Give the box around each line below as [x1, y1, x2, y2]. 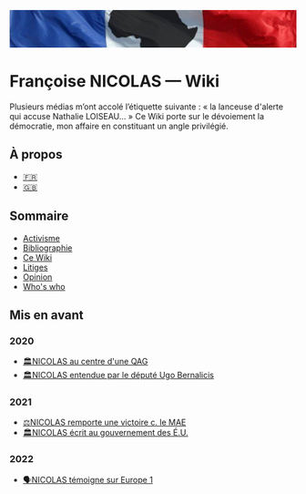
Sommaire [9, 209, 69, 224]
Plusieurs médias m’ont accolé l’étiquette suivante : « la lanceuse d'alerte [9, 101, 284, 112]
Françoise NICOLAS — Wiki [9, 71, 220, 92]
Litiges [22, 262, 48, 273]
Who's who [22, 281, 66, 292]
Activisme [22, 232, 61, 243]
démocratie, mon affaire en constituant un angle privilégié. [9, 120, 229, 131]
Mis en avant [9, 307, 84, 323]
